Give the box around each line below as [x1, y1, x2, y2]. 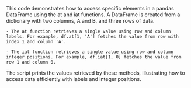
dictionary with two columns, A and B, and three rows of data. [6, 17, 155, 24]
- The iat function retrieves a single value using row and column [6, 49, 174, 55]
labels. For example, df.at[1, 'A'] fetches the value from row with [6, 34, 179, 40]
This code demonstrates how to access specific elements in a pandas [6, 5, 174, 12]
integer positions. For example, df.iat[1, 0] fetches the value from [6, 54, 182, 60]
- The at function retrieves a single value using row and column [6, 29, 171, 34]
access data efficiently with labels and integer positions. [6, 76, 141, 82]
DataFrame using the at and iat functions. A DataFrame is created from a [6, 11, 180, 18]
